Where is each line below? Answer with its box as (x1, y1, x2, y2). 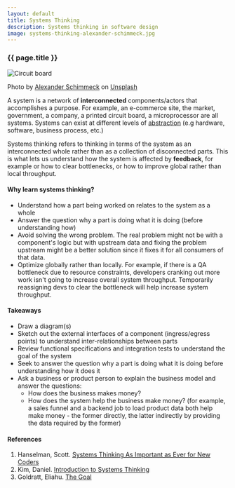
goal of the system (17, 351, 72, 360)
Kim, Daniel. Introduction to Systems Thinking (17, 466, 149, 474)
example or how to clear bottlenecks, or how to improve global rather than (7, 162, 222, 170)
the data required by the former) (27, 419, 121, 427)
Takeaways (7, 306, 41, 315)
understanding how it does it (17, 366, 100, 375)
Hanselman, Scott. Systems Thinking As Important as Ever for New (17, 450, 211, 459)
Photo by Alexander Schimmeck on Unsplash (7, 82, 138, 91)
